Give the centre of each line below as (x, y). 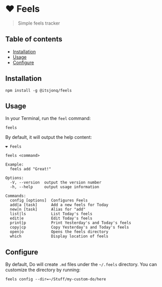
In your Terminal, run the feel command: (48, 118)
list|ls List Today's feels (51, 214)
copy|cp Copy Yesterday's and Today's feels (70, 228)
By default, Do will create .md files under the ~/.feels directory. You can (81, 264)
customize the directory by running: (43, 270)
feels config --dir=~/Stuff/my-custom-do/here (56, 279)
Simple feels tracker (39, 23)
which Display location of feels (59, 236)
